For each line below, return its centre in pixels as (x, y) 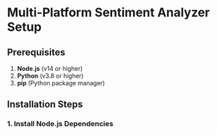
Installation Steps (45, 105)
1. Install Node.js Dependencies (60, 124)
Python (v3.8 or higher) (50, 76)
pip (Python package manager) (61, 83)
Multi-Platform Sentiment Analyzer (108, 13)
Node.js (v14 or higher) (50, 69)
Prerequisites (36, 52)
